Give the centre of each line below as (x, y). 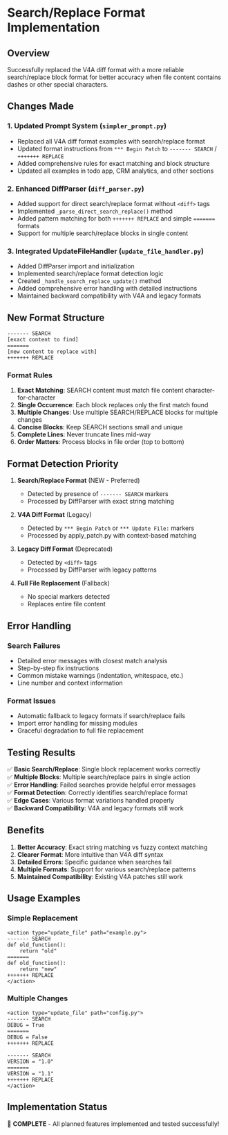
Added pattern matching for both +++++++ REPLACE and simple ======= (116, 218)
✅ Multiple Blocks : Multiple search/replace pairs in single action (99, 777)
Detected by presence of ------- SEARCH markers (98, 494)
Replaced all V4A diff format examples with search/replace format (111, 141)
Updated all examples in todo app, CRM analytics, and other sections (115, 171)
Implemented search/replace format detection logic (90, 274)
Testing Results (41, 752)
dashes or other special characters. (58, 84)
